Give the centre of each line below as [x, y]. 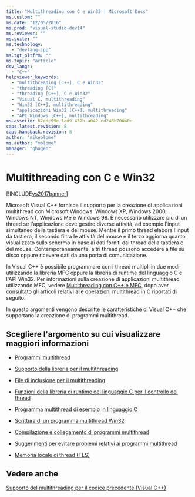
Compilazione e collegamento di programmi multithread [82, 432]
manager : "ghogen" [28, 148]
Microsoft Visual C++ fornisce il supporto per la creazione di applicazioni [95, 205]
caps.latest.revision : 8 [36, 127]
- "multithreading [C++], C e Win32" [58, 83]
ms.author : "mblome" [31, 143]
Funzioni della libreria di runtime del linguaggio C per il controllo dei [96, 392]
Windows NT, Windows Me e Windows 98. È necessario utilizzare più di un [97, 218]
